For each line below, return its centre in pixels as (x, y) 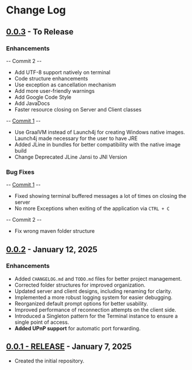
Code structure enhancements (51, 78)
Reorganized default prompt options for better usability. (81, 303)
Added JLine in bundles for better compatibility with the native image (97, 144)
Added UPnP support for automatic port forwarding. (78, 328)
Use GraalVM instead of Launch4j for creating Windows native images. (100, 132)
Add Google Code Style (43, 97)
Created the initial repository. (49, 361)
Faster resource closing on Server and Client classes (78, 109)
